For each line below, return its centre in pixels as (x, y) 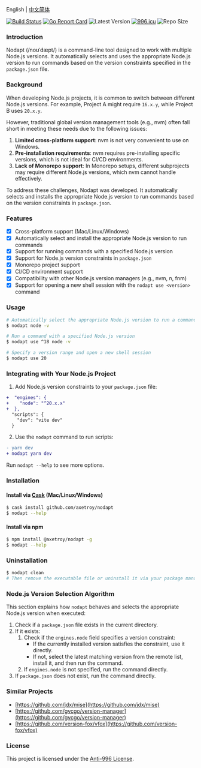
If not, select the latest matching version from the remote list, (108, 657)
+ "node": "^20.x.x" (36, 403)
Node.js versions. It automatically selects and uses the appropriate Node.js (98, 56)
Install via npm (25, 527)
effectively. (28, 178)
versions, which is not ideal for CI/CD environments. (79, 159)
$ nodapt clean (25, 573)
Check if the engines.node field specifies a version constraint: (99, 638)
